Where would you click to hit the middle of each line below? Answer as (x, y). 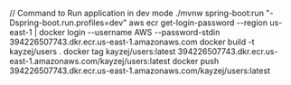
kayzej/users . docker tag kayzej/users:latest (93, 52)
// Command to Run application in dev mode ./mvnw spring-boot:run (137, 13)
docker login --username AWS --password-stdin (130, 32)
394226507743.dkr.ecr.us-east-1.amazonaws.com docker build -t (132, 42)
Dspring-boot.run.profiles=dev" (68, 23)
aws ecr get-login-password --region (198, 23)
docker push (196, 61)
